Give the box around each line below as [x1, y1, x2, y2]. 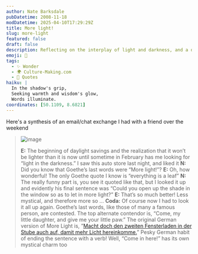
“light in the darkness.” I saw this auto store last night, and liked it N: [20, 160, 187, 167]
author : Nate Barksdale [6, 8, 65, 15]
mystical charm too [20, 241, 68, 248]
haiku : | [6, 80, 28, 86]
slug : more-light [6, 31, 49, 37]
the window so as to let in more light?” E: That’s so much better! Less [20, 191, 189, 198]
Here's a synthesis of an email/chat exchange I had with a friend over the [6, 118, 184, 125]
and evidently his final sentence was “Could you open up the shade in [20, 184, 190, 192]
